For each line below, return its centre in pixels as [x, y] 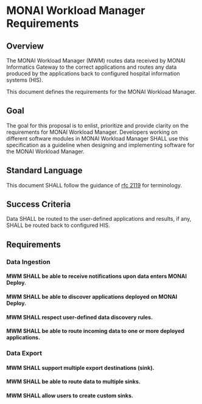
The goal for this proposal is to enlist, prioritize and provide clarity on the [97, 125]
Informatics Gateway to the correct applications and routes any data [92, 67]
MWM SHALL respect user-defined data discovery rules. [80, 317]
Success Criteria [39, 204]
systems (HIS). [25, 80]
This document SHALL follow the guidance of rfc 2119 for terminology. [94, 185]
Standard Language [44, 171]
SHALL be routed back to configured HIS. [58, 225]
